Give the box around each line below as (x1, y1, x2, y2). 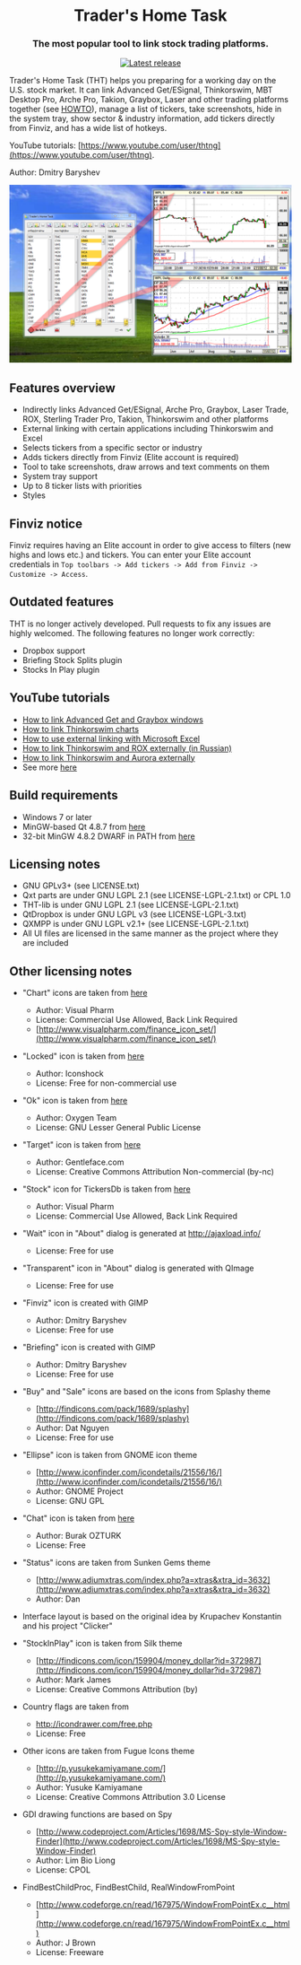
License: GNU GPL (35, 1496, 105, 1506)
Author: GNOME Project (35, 1486, 124, 1497)
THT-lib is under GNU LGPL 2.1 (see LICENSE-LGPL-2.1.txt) (21, 899, 239, 911)
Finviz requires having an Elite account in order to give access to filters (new (9, 540, 291, 551)
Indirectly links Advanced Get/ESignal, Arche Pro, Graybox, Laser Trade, (21, 405, 289, 415)
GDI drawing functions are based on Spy (21, 1809, 173, 1820)
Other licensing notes (9, 964, 133, 979)
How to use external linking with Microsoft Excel (21, 733, 200, 744)
